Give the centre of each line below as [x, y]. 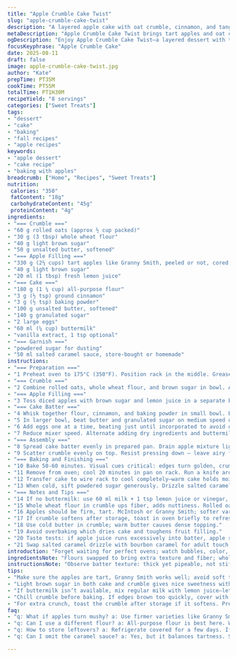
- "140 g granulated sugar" [49, 315]
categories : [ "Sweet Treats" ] [52, 106]
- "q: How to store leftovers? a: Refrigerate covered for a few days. [115, 630]
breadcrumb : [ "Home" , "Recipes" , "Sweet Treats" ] [82, 178]
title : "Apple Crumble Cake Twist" [60, 14]
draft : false [26, 60]
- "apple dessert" [34, 158]
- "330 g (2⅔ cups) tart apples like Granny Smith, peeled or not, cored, [120, 263]
